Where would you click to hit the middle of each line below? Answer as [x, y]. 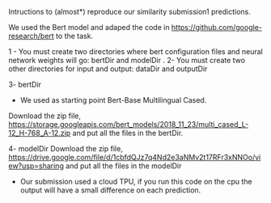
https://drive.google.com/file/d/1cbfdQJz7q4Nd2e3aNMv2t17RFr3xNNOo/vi [135, 157]
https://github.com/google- [217, 27]
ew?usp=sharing [36, 166]
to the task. [74, 36]
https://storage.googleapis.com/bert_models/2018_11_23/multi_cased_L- [129, 124]
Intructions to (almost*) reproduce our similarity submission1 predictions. [129, 12]
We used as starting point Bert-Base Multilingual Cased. [113, 100]
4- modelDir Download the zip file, [66, 148]
